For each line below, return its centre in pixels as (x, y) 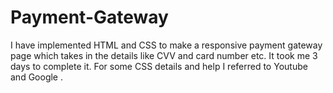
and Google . (36, 77)
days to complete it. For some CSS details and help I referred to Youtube (159, 66)
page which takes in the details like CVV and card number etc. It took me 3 (164, 55)
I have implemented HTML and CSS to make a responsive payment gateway (166, 45)
